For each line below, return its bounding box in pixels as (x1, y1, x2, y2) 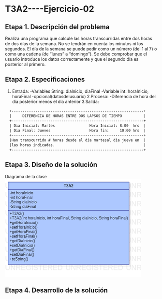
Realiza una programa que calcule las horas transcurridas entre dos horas (5, 35, 152, 41)
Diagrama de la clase (5, 173, 47, 179)
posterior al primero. (5, 62, 46, 67)
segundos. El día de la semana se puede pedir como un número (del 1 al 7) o (5, 46, 157, 51)
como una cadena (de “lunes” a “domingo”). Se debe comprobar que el (5, 51, 147, 57)
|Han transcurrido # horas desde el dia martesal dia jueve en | (9, 137, 146, 143)
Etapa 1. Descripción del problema (5, 23, 110, 31)
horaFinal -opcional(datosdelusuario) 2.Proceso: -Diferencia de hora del (12, 93, 156, 99)
